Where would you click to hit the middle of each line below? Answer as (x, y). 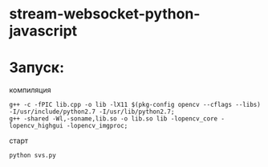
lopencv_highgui (36, 126)
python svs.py (33, 156)
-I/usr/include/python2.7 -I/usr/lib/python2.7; (92, 112)
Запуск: (37, 68)
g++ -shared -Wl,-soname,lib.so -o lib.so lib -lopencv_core (114, 119)
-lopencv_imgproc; (97, 126)
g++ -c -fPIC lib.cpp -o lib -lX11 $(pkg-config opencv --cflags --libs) (135, 105)
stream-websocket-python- (105, 14)
